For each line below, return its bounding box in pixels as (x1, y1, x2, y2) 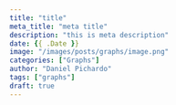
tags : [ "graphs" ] (9, 73, 76, 82)
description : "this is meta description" (9, 30, 170, 39)
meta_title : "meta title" (9, 22, 108, 31)
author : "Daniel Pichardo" (9, 65, 112, 74)
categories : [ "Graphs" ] (9, 56, 100, 65)
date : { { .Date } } (9, 38, 79, 48)
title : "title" (9, 13, 67, 23)
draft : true (9, 81, 55, 90)
